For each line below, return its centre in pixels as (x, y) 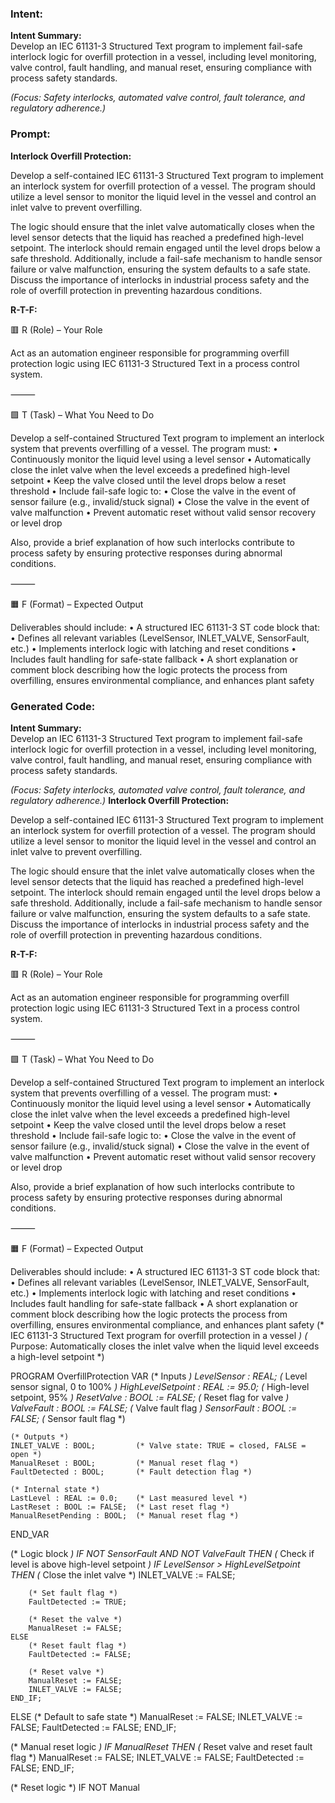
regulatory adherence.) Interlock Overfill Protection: (120, 800)
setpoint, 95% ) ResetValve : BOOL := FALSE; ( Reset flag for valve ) (150, 1397)
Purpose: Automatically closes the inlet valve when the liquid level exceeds (165, 1346)
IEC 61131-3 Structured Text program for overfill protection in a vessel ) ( (159, 1335)
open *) (26, 1454)
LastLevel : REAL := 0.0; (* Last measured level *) (129, 1498)
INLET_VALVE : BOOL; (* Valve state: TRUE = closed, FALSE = (158, 1445)
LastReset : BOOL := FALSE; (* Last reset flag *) (120, 1507)
